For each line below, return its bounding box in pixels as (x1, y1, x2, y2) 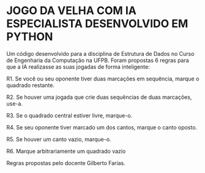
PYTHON (6, 30, 53, 44)
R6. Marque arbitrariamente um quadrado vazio (6, 147, 126, 155)
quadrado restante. (6, 81, 55, 89)
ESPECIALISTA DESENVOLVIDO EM (6, 17, 188, 31)
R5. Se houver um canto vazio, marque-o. (6, 136, 111, 143)
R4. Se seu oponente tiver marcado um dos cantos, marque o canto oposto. (6, 123, 198, 131)
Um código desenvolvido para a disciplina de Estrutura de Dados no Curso (6, 50, 195, 57)
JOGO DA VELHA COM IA (6, 4, 136, 18)
